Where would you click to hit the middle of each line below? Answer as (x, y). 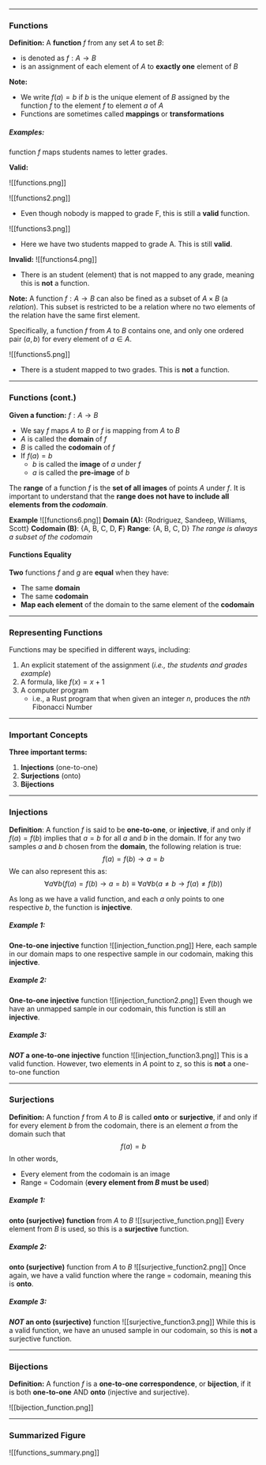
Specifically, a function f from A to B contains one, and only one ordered (126, 331)
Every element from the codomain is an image (95, 1174)
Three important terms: (48, 752)
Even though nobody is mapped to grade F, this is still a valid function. (135, 214)
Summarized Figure (47, 1435)
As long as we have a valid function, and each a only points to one (117, 898)
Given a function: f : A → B (54, 415)
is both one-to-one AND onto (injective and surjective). (99, 1392)
